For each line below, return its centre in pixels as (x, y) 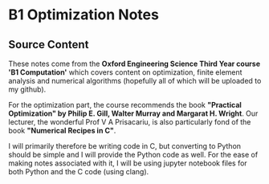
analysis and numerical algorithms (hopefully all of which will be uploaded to (135, 81)
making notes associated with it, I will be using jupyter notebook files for (128, 163)
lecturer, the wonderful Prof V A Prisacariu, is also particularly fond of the (130, 122)
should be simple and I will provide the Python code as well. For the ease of (133, 155)
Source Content (49, 45)
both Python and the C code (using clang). (79, 172)
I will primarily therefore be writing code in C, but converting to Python (125, 146)
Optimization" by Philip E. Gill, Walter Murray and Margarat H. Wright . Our (133, 113)
